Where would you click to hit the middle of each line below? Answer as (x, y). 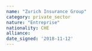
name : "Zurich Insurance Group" (46, 11)
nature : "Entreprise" (33, 22)
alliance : (19, 33)
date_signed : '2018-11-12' (40, 39)
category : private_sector (38, 17)
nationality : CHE (28, 28)
